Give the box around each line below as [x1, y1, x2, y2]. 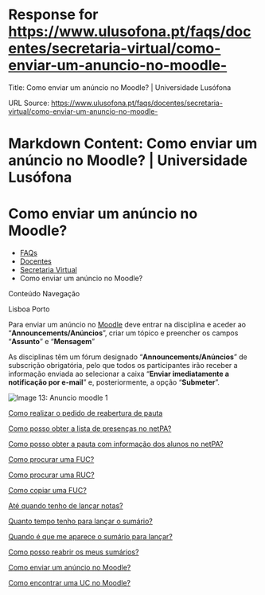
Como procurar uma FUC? [8, 455, 95, 464]
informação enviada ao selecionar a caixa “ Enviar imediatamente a [8, 369, 229, 379]
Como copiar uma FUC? [8, 486, 88, 495]
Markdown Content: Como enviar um [8, 135, 258, 153]
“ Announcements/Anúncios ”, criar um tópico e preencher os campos [8, 328, 239, 338]
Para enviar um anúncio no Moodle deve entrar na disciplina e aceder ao [8, 320, 247, 330]
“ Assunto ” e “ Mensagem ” [8, 337, 95, 346]
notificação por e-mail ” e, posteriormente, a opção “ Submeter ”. [8, 378, 220, 387]
